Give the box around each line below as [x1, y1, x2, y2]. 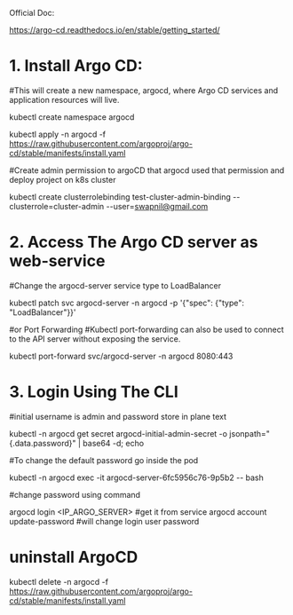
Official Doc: [9, 8, 55, 18]
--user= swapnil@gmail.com [106, 201, 209, 211]
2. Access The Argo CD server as [9, 233, 258, 252]
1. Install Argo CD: [9, 56, 144, 76]
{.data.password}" [9, 438, 77, 448]
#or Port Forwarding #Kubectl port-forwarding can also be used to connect [9, 324, 284, 335]
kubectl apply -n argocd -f [9, 129, 107, 139]
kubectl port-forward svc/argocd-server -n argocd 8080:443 [9, 351, 234, 361]
